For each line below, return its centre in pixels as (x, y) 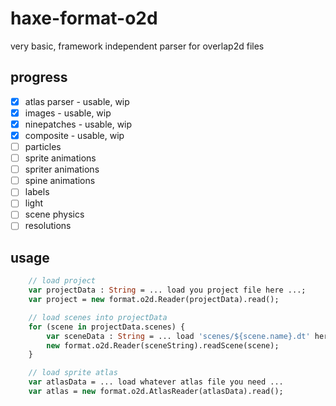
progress (39, 77)
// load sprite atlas (73, 373)
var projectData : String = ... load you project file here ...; (167, 290)
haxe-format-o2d (84, 18)
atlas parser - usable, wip (77, 101)
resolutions (48, 226)
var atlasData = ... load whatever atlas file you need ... (156, 382)
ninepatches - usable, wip (78, 124)
